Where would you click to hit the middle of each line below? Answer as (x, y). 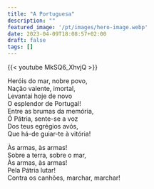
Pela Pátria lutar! (31, 170)
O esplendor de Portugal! (44, 103)
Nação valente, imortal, (42, 88)
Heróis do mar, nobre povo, (47, 81)
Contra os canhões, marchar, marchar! (64, 178)
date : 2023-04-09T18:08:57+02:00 (57, 34)
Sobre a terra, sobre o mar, (47, 155)
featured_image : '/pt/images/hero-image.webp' (78, 27)
